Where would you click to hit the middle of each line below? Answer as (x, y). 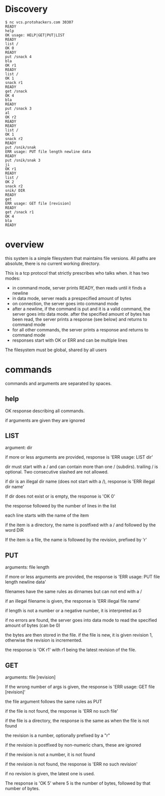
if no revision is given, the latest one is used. (50, 774)
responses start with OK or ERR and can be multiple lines (70, 340)
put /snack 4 (18, 57)
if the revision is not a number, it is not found (50, 755)
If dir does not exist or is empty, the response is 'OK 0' (60, 496)
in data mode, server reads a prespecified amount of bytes (72, 298)
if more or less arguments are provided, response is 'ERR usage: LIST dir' (79, 457)
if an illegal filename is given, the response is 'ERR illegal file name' (73, 601)
